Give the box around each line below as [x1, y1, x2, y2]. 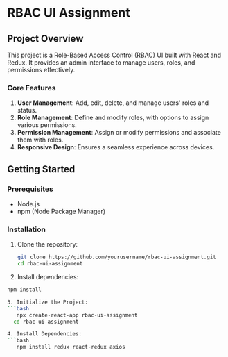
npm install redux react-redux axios [16, 344, 126, 351]
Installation [7, 224, 46, 234]
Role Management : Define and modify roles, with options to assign [17, 113, 209, 122]
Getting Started [7, 163, 76, 175]
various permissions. [17, 121, 78, 129]
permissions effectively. [7, 66, 76, 74]
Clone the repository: [17, 240, 78, 249]
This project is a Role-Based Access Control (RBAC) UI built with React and [7, 51, 222, 59]
